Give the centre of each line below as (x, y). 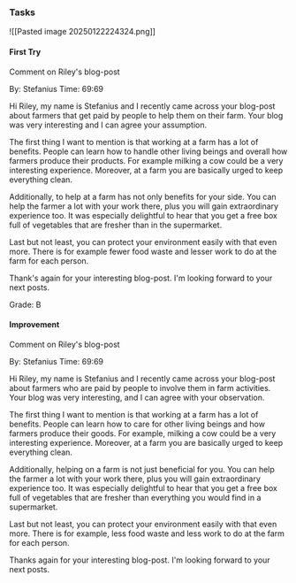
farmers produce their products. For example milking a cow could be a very (146, 160)
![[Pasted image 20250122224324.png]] (83, 32)
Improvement (34, 325)
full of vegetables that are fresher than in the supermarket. (116, 225)
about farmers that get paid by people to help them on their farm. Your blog (146, 115)
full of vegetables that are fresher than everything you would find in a (135, 497)
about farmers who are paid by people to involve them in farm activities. (140, 387)
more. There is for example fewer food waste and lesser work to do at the (143, 251)
